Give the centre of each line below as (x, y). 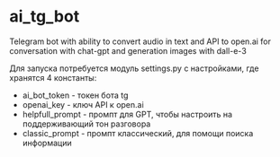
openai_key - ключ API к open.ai (83, 104)
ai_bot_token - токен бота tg (75, 95)
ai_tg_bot (45, 17)
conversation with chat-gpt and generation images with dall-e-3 (128, 50)
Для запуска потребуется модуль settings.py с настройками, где (134, 68)
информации (47, 143)
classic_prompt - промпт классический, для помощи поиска (138, 133)
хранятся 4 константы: (53, 77)
